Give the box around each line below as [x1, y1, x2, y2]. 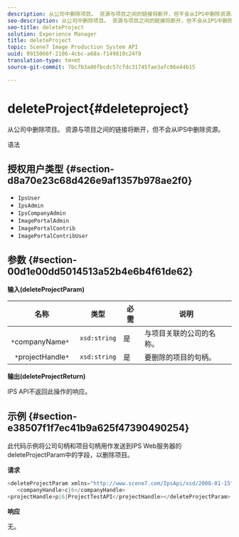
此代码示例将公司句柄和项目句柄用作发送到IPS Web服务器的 [7, 441, 182, 450]
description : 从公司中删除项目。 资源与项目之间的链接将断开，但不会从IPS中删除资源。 [7, 10, 237, 18]
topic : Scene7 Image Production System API [7, 44, 139, 51]
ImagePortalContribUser [17, 232, 89, 240]
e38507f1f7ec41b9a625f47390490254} [7, 421, 190, 434]
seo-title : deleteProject [7, 24, 84, 31]
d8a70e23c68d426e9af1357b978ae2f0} [7, 174, 193, 186]
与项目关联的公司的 [144, 329, 209, 339]
